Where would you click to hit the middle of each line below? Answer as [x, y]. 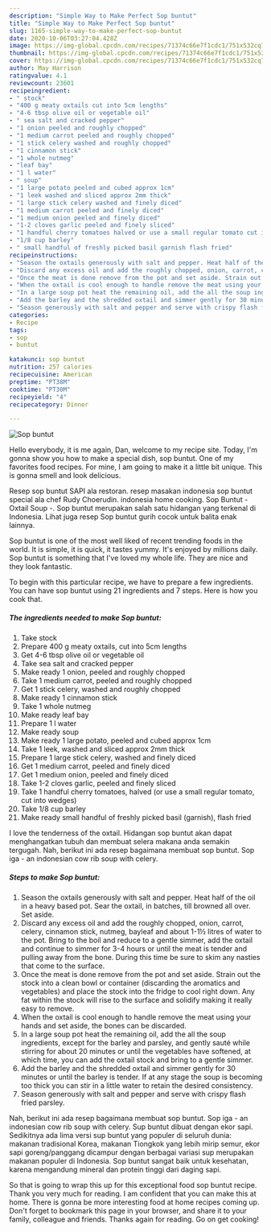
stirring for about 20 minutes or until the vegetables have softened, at [136, 1052]
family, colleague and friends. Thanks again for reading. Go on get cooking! [134, 1219]
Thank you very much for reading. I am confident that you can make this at [133, 1194]
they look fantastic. [41, 567]
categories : [29, 315]
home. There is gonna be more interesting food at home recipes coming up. [134, 1202]
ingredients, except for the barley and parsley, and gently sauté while [135, 1043]
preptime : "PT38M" [40, 382]
